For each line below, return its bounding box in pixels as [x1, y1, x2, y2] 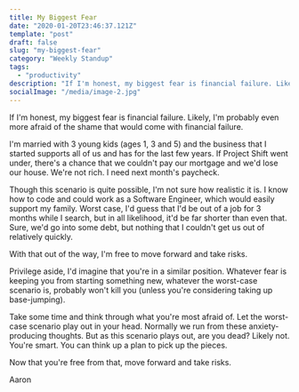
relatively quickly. [9, 231, 74, 242]
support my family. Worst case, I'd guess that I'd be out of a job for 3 [9, 203, 262, 213]
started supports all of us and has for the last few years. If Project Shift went [9, 148, 289, 158]
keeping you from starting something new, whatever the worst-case [9, 275, 258, 285]
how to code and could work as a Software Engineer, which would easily [9, 193, 275, 204]
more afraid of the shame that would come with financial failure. [9, 121, 244, 132]
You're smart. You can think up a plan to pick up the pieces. [9, 340, 228, 350]
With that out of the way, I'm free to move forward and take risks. [9, 248, 248, 259]
